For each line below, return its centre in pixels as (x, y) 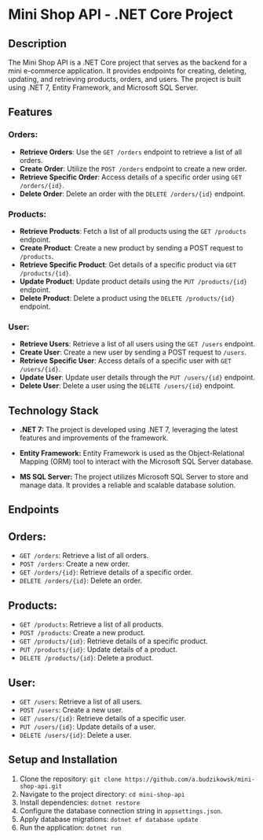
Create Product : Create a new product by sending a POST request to (131, 248)
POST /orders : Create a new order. (75, 564)
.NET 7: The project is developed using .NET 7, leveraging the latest (128, 430)
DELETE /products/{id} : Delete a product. (86, 658)
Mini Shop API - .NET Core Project (121, 15)
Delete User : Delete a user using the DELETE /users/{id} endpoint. (127, 386)
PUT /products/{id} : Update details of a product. (99, 649)
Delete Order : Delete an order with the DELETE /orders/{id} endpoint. (132, 194)
